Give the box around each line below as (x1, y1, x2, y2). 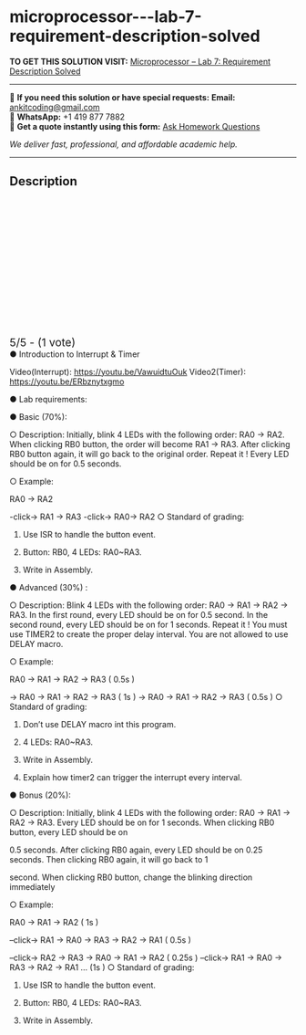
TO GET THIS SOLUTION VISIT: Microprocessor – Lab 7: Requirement (9, 56, 271, 67)
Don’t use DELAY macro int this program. (22, 718, 177, 729)
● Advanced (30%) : (9, 581, 88, 592)
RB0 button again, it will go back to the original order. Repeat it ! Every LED (9, 448, 290, 459)
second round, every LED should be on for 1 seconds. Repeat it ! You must (9, 619, 288, 630)
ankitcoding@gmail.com (9, 101, 100, 112)
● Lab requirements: (9, 393, 88, 404)
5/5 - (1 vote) (9, 335, 76, 350)
